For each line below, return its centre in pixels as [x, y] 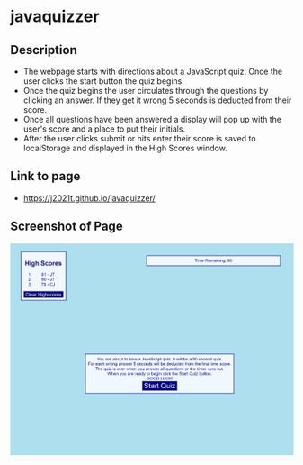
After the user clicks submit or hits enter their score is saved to [139, 138]
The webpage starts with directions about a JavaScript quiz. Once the [152, 71]
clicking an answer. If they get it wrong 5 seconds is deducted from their [157, 100]
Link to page [45, 176]
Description [44, 50]
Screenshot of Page [67, 227]
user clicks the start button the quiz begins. [104, 81]
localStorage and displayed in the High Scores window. [125, 148]
